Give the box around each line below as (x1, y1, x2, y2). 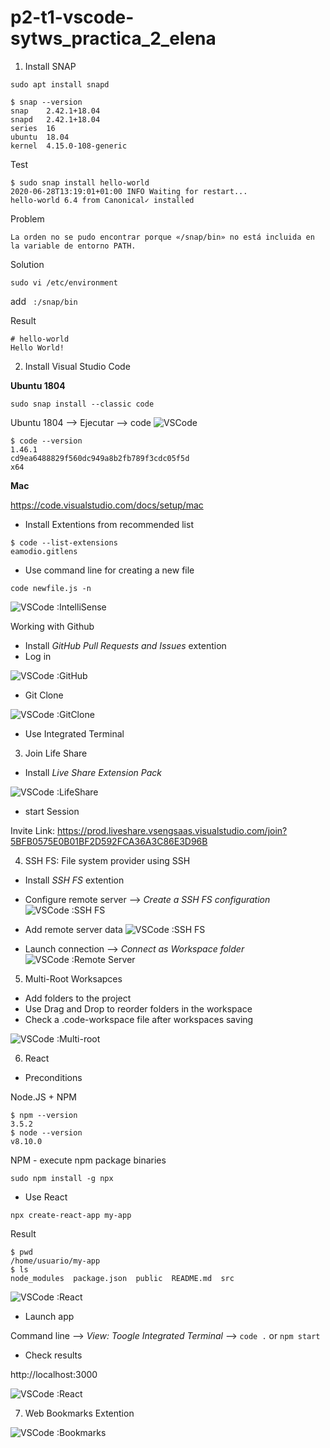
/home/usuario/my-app (10, 1256, 101, 1266)
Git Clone (24, 689, 64, 701)
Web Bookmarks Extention (24, 1407, 135, 1419)
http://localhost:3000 (10, 1368, 98, 1380)
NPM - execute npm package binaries (10, 1154, 167, 1166)
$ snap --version (10, 97, 83, 107)
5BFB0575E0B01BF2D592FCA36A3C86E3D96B (10, 835, 208, 847)
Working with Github (10, 620, 95, 632)
